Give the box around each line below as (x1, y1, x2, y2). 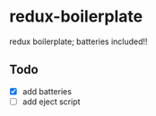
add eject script (22, 96, 81, 107)
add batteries (22, 85, 72, 96)
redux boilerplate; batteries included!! (9, 36, 148, 47)
